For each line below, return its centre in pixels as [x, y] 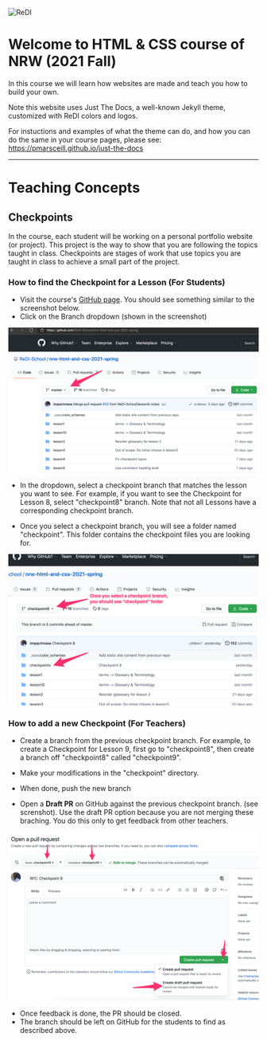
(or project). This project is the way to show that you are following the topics [133, 245]
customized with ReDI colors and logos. [73, 115]
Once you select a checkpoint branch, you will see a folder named [128, 526]
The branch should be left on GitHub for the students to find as [123, 1021]
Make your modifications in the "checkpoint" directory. [109, 773]
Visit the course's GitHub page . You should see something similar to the [137, 299]
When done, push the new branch [75, 789]
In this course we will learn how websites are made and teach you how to [128, 83]
